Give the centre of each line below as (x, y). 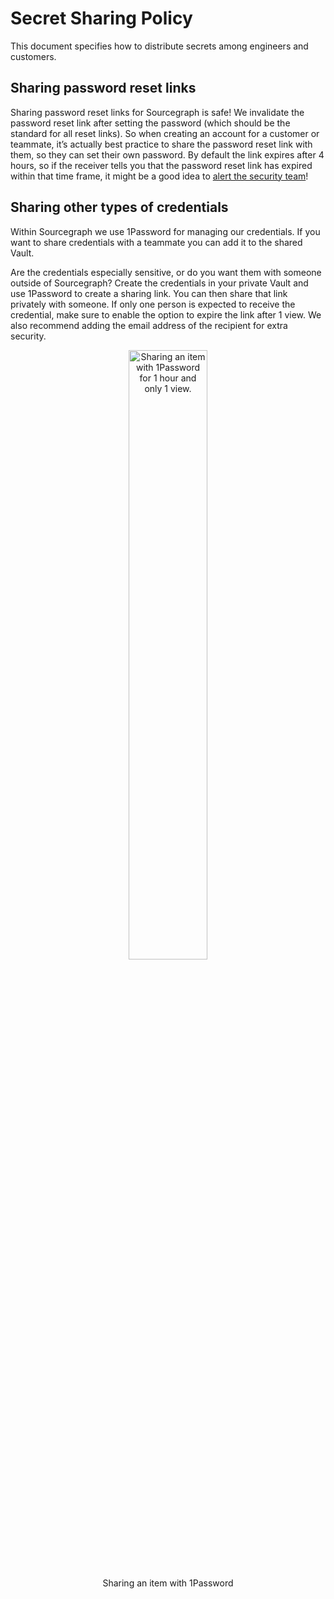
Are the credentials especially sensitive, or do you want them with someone (166, 272)
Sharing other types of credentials (119, 207)
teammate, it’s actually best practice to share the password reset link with (161, 144)
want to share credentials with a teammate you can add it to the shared (156, 242)
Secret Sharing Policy (101, 18)
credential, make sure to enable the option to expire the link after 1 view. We (166, 314)
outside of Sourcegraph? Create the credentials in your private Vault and (159, 283)
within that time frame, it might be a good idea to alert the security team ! (159, 176)
